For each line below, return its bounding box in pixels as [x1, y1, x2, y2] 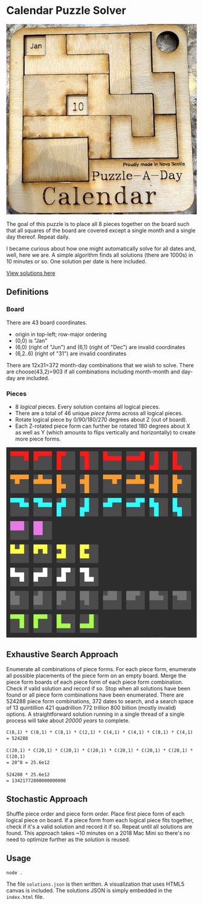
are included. [17, 374, 50, 381]
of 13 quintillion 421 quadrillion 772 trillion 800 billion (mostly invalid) [6, 704, 176, 711]
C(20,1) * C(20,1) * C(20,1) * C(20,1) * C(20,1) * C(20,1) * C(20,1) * [6, 747, 193, 753]
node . [6, 870, 23, 876]
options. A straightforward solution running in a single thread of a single [6, 710, 185, 718]
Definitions [6, 287, 49, 297]
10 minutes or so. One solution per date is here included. [6, 257, 147, 265]
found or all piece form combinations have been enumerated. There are [6, 691, 184, 698]
